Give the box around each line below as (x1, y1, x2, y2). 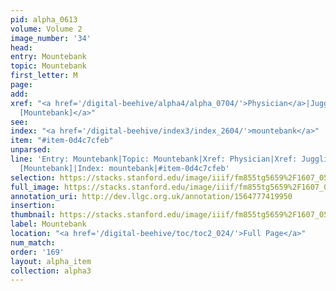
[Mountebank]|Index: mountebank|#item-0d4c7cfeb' (19, 163, 230, 173)
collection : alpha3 (10, 266, 92, 276)
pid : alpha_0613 (10, 14, 78, 25)
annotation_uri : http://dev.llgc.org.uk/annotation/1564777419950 (10, 191, 293, 201)
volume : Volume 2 (10, 24, 83, 34)
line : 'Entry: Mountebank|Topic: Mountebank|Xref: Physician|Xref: (10, 154, 298, 164)
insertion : (10, 201, 56, 211)
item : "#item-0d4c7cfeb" (10, 136, 114, 146)
